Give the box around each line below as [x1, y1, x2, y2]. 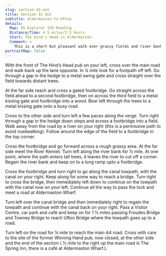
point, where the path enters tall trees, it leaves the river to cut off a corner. [5, 153, 158, 159]
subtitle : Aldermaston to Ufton [5, 16, 72, 21]
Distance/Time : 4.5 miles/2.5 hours [9, 30, 85, 35]
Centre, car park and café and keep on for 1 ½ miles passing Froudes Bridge [5, 209, 161, 215]
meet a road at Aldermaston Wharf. [5, 189, 77, 195]
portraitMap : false [5, 48, 45, 53]
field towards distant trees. [5, 77, 60, 84]
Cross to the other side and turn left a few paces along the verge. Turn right [5, 112, 159, 118]
